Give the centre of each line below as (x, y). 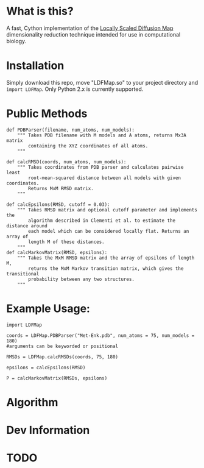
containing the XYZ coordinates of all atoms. (88, 146)
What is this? (40, 11)
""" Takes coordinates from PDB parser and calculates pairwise (100, 167)
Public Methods (47, 114)
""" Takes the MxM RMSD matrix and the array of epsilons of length (106, 258)
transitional (23, 274)
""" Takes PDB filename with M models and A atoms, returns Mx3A (102, 135)
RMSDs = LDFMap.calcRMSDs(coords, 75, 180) (62, 357)
